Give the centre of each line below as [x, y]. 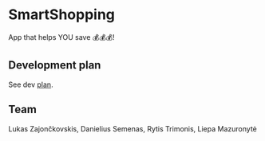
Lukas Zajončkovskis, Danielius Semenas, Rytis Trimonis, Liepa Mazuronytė [132, 128]
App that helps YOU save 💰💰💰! [61, 37]
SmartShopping [62, 15]
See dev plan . [31, 84]
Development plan [55, 65]
